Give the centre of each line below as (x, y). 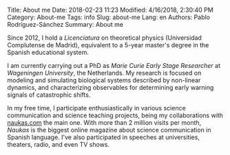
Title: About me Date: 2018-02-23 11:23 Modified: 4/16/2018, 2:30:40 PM (110, 10)
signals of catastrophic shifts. (49, 95)
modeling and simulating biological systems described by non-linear (104, 80)
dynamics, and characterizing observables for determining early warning (111, 87)
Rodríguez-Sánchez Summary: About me (65, 24)
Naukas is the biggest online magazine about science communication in (109, 130)
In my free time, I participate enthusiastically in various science (96, 108)
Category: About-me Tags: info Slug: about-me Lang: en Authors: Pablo (108, 17)
